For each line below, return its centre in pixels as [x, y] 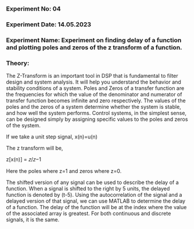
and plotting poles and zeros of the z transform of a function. [94, 47]
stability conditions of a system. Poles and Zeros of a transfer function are [95, 88]
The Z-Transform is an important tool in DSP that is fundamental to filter [92, 76]
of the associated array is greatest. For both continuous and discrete [89, 214]
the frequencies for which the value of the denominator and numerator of [94, 95]
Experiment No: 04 [34, 9]
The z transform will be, [34, 148]
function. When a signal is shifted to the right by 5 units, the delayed [88, 189]
